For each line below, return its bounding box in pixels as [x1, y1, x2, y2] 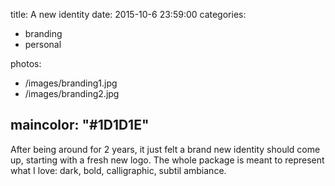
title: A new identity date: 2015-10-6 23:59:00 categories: [10, 9, 247, 20]
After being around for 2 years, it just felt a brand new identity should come [10, 143, 321, 155]
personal [24, 39, 62, 50]
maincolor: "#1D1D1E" [10, 117, 150, 134]
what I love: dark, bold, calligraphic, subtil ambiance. [10, 164, 227, 176]
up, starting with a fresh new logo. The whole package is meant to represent [10, 154, 325, 166]
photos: [10, 58, 42, 69]
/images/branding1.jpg [24, 77, 118, 89]
